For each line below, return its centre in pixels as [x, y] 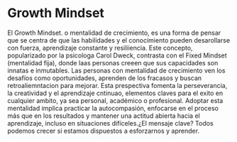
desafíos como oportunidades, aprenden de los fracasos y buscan [105, 78]
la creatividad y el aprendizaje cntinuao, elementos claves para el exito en [115, 93]
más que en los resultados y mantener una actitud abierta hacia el [104, 116]
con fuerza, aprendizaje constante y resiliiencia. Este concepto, [100, 48]
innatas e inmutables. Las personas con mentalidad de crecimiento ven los [116, 70]
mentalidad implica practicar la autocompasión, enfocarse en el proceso [113, 108]
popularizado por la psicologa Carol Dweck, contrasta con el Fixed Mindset [117, 55]
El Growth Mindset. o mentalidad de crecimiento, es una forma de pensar [114, 33]
